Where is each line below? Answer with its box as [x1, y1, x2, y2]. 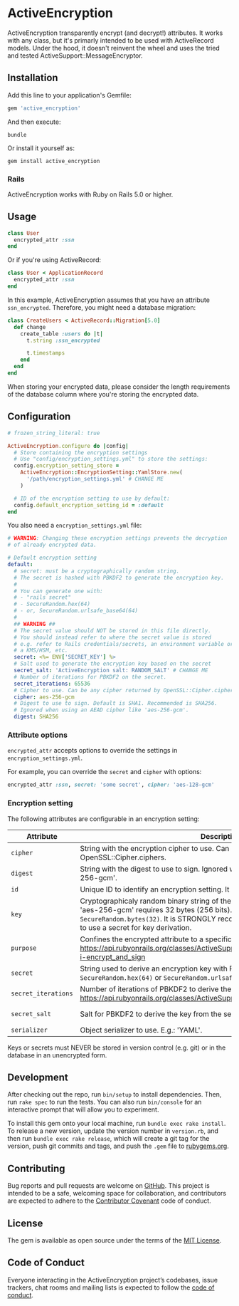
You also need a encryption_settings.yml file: [7, 521, 142, 530]
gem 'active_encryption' [7, 105, 81, 112]
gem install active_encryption [7, 157, 100, 164]
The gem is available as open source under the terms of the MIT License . [7, 1236, 222, 1244]
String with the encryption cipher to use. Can [80, 843, 230, 853]
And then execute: [7, 117, 61, 126]
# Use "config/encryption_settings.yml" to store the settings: [14, 456, 208, 463]
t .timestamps [26, 350, 65, 357]
